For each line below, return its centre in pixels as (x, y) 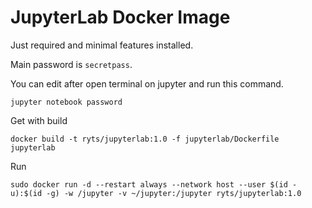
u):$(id (26, 193)
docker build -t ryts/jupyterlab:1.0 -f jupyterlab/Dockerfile (145, 139)
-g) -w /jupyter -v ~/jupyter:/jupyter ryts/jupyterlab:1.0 (174, 193)
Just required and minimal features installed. (102, 45)
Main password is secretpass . (71, 64)
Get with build (39, 120)
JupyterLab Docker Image (120, 17)
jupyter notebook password (66, 102)
